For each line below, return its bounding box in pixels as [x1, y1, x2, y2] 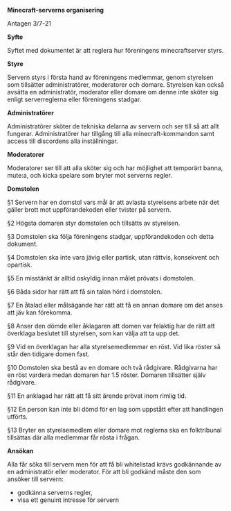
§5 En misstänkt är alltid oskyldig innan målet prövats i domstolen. [7, 274, 195, 282]
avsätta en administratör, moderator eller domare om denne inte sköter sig [7, 88, 219, 96]
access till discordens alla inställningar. [7, 137, 119, 145]
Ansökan [7, 447, 34, 455]
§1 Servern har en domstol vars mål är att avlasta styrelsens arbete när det [7, 198, 219, 206]
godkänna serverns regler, [17, 489, 93, 496]
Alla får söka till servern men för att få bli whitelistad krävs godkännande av [7, 460, 222, 468]
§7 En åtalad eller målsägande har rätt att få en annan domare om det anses [7, 301, 223, 309]
